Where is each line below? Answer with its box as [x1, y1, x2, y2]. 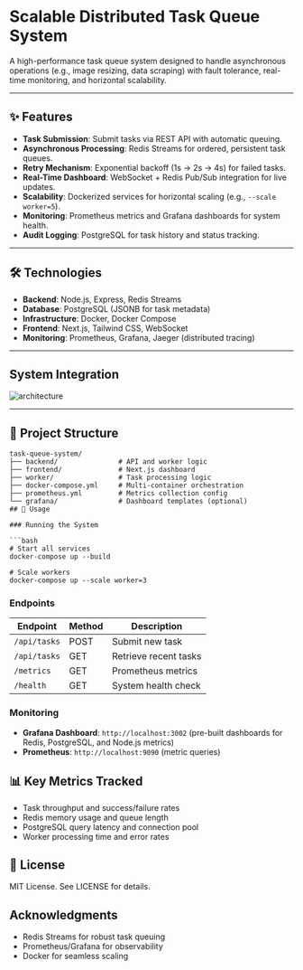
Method [69, 620, 104, 633]
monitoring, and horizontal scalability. [27, 74, 167, 85]
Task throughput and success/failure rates [22, 802, 180, 813]
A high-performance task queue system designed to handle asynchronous [9, 55, 287, 66]
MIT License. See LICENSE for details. [9, 881, 151, 892]
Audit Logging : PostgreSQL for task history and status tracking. [22, 229, 260, 240]
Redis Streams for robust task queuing [22, 931, 166, 942]
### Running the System [9, 521, 99, 530]
